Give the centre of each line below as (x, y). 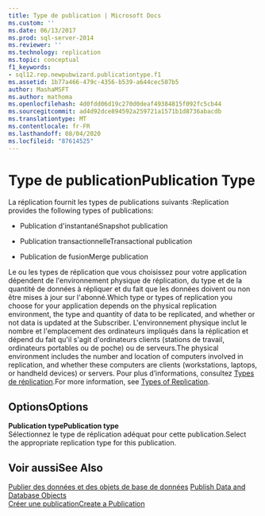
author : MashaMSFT (38, 89)
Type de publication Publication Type (132, 180)
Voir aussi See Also (56, 468)
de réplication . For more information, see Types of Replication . (109, 382)
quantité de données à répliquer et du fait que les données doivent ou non (129, 289)
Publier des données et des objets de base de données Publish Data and (127, 487)
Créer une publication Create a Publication (77, 504)
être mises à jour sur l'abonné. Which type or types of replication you (120, 298)
